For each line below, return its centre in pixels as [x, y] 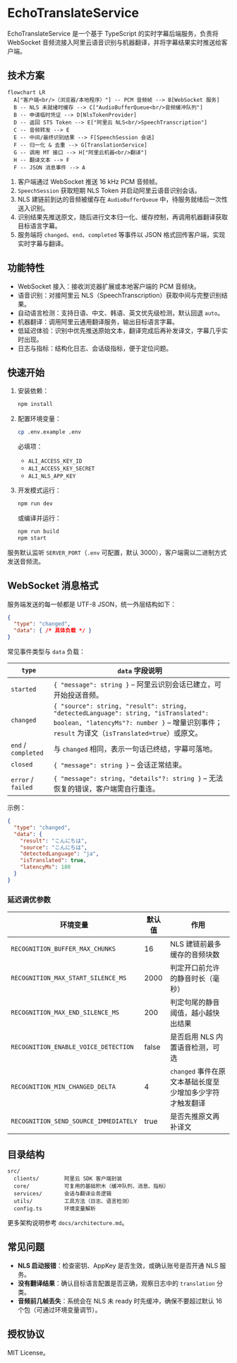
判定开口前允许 [195, 968]
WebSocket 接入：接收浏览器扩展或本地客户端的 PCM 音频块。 [109, 286]
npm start [32, 538]
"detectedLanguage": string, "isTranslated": [131, 713]
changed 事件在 [194, 1072]
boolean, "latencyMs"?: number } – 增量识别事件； [138, 723]
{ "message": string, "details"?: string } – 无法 [138, 778]
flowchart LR [26, 92]
